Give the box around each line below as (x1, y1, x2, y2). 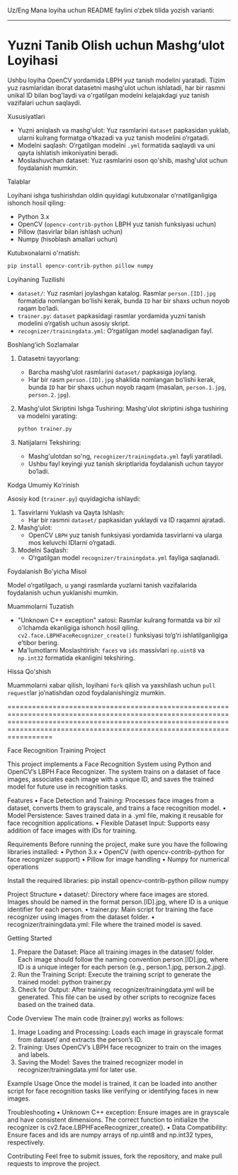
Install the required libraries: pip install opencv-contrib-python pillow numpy (7, 876, 229, 884)
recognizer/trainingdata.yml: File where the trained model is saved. (7, 920, 203, 928)
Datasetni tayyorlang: (17, 354, 80, 362)
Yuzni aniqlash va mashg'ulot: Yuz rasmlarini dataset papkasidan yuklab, (17, 125, 231, 134)
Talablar (7, 177, 31, 186)
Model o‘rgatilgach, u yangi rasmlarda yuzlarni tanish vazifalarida (7, 580, 197, 589)
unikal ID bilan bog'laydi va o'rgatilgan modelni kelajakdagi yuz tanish (7, 91, 210, 99)
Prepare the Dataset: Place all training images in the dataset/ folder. (17, 948, 215, 956)
